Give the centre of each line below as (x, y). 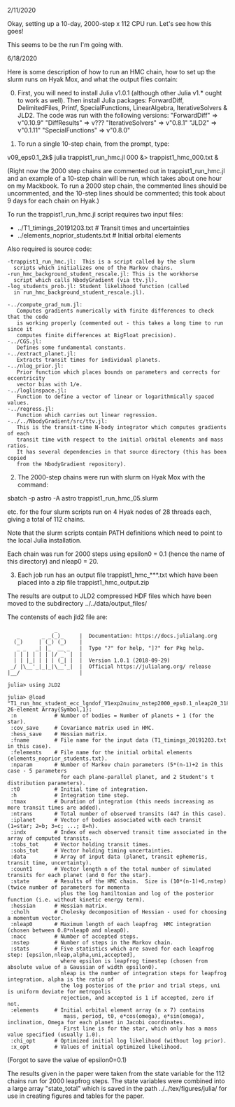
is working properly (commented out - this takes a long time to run (120, 323)
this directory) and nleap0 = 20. (53, 561)
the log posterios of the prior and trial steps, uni (140, 986)
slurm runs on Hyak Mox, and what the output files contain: (93, 79)
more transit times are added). (54, 808)
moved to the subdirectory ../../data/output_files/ (77, 603)
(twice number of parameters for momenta (69, 888)
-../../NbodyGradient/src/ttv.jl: (58, 421)
